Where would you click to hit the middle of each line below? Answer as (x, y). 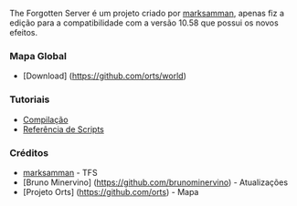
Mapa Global (38, 56)
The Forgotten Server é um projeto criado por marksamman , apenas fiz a (147, 13)
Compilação (45, 119)
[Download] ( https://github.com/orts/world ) (105, 76)
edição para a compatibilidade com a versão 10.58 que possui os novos (144, 23)
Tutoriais (30, 99)
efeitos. (24, 32)
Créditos (29, 152)
